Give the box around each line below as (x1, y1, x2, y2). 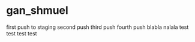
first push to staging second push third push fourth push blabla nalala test (6, 23, 189, 31)
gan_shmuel (6, 4, 69, 17)
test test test (6, 29, 37, 37)
